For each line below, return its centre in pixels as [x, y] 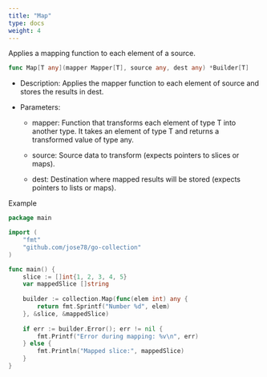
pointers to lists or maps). [74, 188]
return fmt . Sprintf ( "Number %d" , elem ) [104, 307]
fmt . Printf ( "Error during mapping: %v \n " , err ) [118, 336]
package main [30, 218]
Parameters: [40, 107]
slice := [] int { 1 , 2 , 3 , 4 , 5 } [75, 277]
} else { [37, 344]
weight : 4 [25, 30]
